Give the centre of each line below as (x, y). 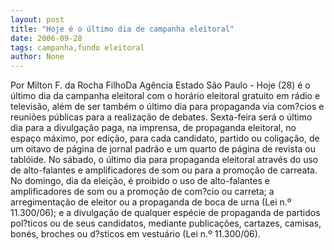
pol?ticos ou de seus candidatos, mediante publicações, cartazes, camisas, (166, 223)
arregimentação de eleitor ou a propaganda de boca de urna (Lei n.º (151, 202)
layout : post (37, 19)
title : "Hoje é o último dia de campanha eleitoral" (122, 29)
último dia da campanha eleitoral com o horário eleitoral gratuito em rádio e (165, 96)
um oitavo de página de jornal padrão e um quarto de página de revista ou (163, 149)
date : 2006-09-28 (46, 38)
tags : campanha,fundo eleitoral (77, 47)
